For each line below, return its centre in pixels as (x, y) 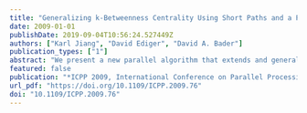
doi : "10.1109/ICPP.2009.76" (65, 94)
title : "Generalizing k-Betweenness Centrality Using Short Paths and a (151, 18)
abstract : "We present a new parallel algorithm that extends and (138, 60)
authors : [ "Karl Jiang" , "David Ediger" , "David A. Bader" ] (127, 43)
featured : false (40, 69)
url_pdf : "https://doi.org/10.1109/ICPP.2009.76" (106, 86)
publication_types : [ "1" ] (58, 52)
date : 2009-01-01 (42, 26)
